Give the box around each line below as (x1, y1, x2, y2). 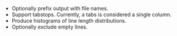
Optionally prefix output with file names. (11, 5, 108, 12)
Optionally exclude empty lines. (11, 23, 88, 30)
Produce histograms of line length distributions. (11, 17, 127, 24)
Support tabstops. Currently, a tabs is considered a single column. (11, 11, 172, 18)
